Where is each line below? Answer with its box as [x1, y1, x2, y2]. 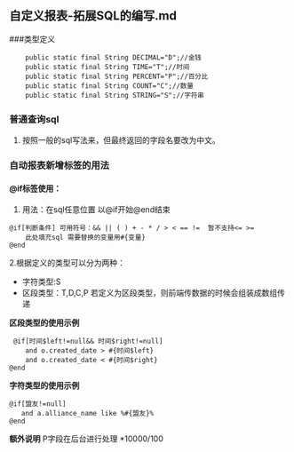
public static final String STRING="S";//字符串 [25, 91, 204, 99]
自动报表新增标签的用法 [9, 159, 109, 171]
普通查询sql [9, 113, 60, 125]
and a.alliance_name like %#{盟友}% [20, 409, 155, 418]
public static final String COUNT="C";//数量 [25, 81, 194, 91]
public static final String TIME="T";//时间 [25, 62, 190, 71]
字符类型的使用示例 [9, 380, 80, 391]
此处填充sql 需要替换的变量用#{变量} [25, 234, 147, 242]
